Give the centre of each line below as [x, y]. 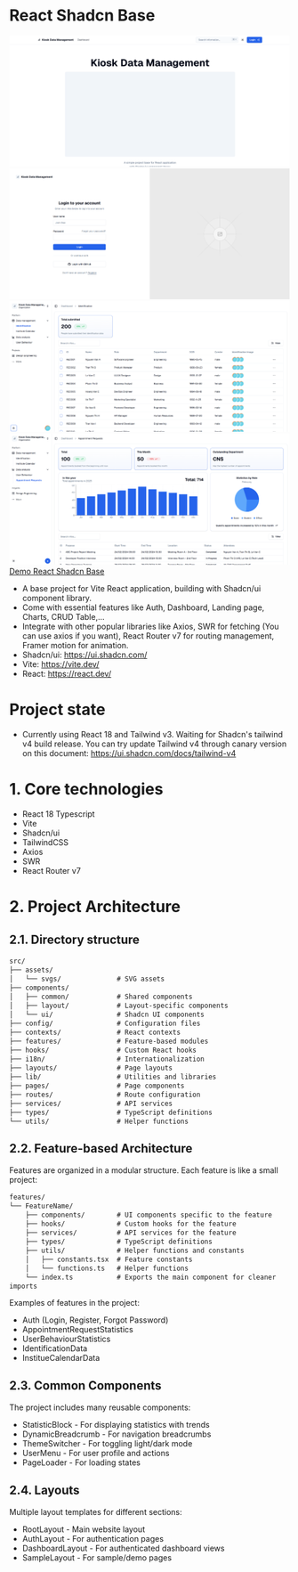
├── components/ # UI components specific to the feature [149, 1215]
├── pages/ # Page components [97, 1086]
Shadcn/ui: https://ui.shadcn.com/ [85, 655]
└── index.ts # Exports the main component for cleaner [151, 1277]
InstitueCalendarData [61, 1357]
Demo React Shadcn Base [57, 572]
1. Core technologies [86, 790]
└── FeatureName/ [41, 1206]
